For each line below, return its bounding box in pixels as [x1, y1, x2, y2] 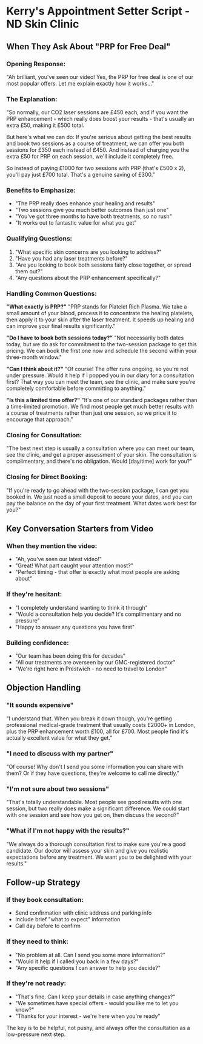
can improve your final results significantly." [6, 322, 116, 330]
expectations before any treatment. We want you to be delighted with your [6, 853, 192, 861]
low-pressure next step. [6, 1031, 66, 1038]
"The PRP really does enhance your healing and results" [15, 200, 156, 207]
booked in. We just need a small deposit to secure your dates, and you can [6, 493, 193, 500]
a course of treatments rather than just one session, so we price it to [6, 409, 177, 417]
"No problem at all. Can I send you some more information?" [15, 951, 165, 958]
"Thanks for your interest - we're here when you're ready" [15, 1012, 161, 1020]
